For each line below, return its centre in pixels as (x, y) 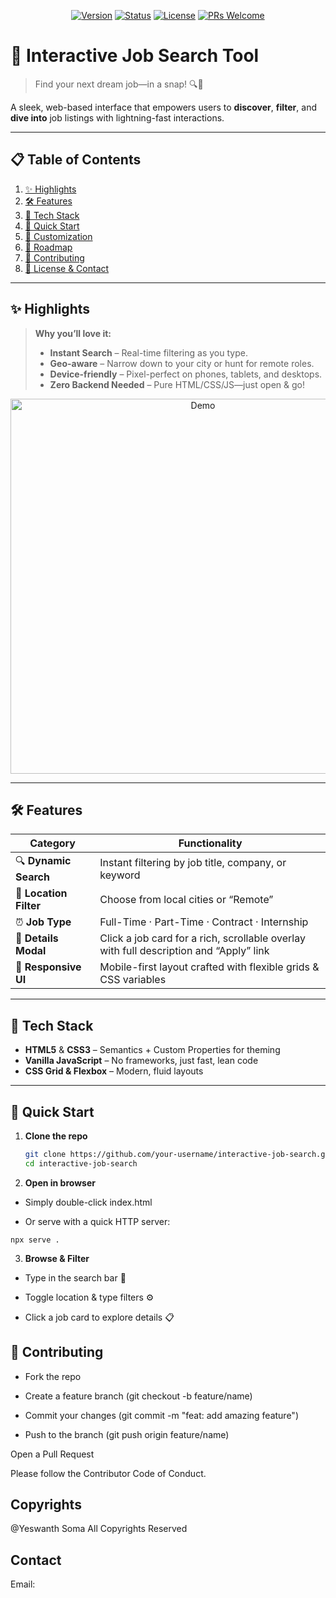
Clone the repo (56, 1136)
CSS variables (133, 980)
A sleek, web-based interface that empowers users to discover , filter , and (163, 107)
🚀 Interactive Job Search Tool (135, 56)
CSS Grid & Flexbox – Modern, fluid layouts (114, 1071)
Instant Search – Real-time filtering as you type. (148, 352)
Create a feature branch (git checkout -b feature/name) (138, 1396)
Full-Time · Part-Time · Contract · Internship (204, 922)
